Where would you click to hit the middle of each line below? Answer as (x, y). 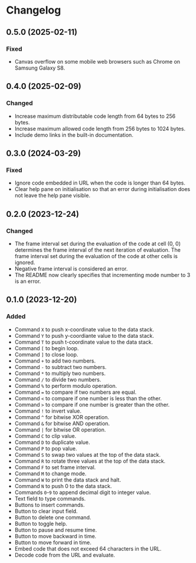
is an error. (28, 281)
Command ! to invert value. (48, 411)
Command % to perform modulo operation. (66, 386)
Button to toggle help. (41, 524)
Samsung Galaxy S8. (40, 68)
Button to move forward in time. (53, 542)
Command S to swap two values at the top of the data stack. (87, 455)
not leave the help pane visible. (52, 196)
